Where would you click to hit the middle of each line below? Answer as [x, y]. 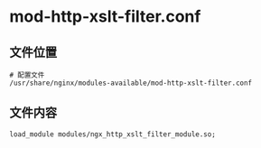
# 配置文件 [27, 75]
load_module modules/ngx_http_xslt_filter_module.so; [113, 134]
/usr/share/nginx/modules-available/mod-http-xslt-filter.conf [131, 83]
